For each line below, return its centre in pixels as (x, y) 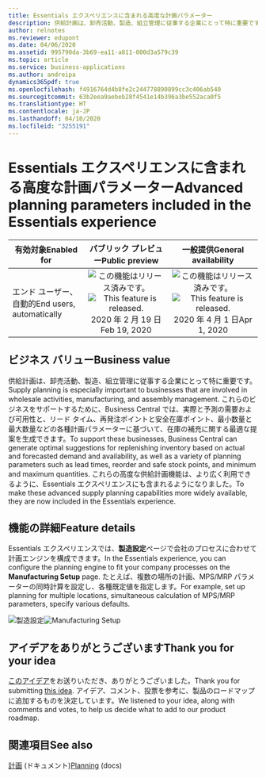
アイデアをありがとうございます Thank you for (121, 648)
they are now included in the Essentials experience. (92, 501)
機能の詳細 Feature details (72, 528)
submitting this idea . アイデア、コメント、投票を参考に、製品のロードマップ (132, 691)
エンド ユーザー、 (45, 292)
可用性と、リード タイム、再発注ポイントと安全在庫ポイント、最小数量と (133, 419)
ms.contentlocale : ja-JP (49, 112)
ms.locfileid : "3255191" (49, 126)
